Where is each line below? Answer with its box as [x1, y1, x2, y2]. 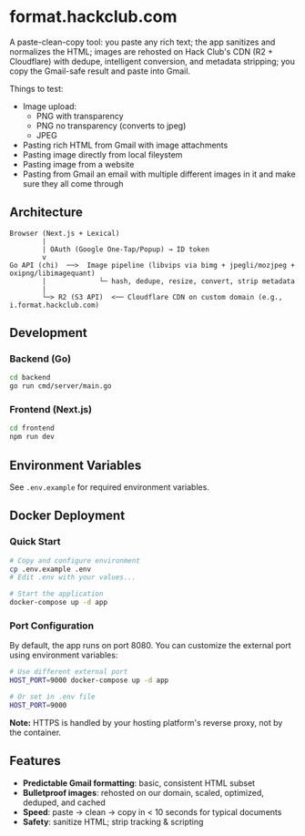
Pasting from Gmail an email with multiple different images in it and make [22, 168, 296, 179]
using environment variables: [9, 649, 118, 661]
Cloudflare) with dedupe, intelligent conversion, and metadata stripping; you [9, 56, 296, 66]
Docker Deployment [9, 508, 126, 524]
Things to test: [9, 83, 64, 94]
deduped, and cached [22, 797, 107, 808]
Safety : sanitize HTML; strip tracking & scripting [22, 816, 204, 827]
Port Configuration [9, 619, 94, 632]
